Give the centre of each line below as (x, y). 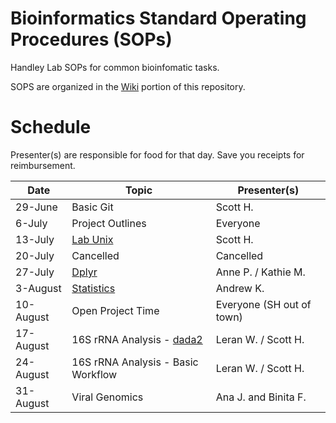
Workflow (94, 374)
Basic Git (92, 207)
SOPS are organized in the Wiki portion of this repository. (128, 86)
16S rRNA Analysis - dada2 (137, 339)
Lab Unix (92, 239)
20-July (35, 255)
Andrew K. (240, 288)
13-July (35, 239)
